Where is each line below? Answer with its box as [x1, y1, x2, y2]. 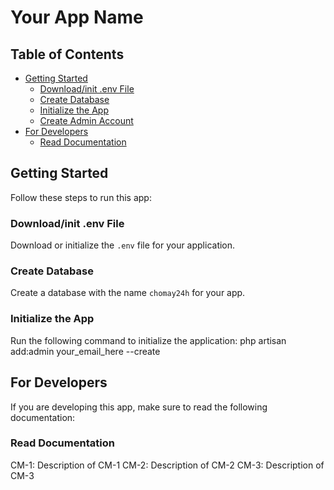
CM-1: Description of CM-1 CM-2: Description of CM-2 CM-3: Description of [10, 459, 325, 471]
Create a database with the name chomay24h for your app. [10, 287, 246, 299]
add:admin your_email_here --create [10, 345, 161, 357]
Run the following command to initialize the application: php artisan [10, 334, 287, 346]
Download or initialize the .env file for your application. [10, 239, 236, 251]
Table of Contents [10, 46, 125, 63]
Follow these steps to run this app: [10, 191, 152, 203]
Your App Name [10, 6, 144, 29]
